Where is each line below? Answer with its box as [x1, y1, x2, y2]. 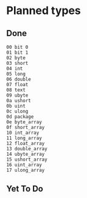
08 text [6, 87, 26, 93]
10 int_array [6, 130, 40, 136]
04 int [6, 65, 23, 71]
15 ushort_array [6, 156, 47, 163]
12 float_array [6, 141, 45, 147]
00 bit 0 [6, 44, 29, 50]
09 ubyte [6, 92, 29, 98]
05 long [6, 71, 26, 77]
